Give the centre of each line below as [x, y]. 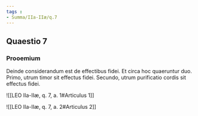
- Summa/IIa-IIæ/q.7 [32, 17]
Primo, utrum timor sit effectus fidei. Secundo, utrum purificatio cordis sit [96, 77]
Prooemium [23, 58]
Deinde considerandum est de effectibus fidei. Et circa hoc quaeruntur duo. [99, 71]
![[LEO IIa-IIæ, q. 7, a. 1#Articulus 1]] [50, 95]
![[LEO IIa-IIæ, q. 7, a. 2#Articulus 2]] [51, 107]
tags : [14, 12]
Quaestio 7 [27, 41]
